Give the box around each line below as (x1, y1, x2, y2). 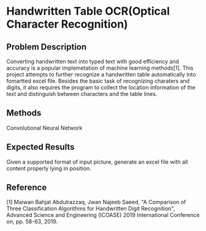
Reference (6, 182, 47, 193)
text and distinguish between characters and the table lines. (6, 90, 158, 97)
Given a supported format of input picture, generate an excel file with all (6, 158, 188, 166)
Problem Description (6, 42, 87, 52)
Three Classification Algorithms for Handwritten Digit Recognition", (6, 205, 175, 212)
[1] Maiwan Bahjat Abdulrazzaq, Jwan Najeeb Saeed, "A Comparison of (6, 199, 186, 206)
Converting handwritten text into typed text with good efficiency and (6, 58, 180, 65)
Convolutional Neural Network (6, 124, 83, 131)
